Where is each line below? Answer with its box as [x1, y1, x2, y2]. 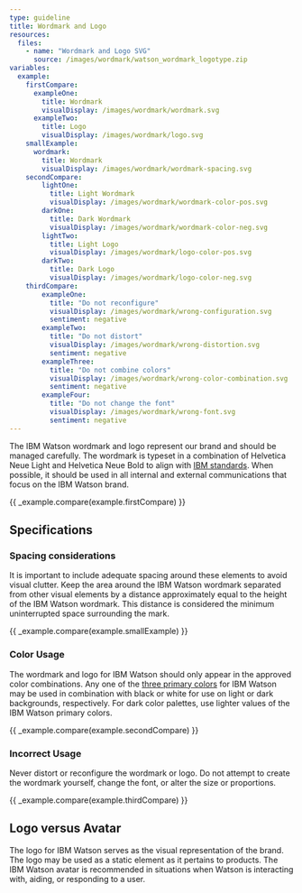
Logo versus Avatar [9, 821, 122, 836]
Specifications [9, 522, 93, 538]
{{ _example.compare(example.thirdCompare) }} [9, 795, 188, 806]
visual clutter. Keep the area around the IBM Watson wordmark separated [9, 579, 282, 591]
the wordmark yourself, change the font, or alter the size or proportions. [9, 777, 277, 787]
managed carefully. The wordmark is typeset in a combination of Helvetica [9, 450, 287, 461]
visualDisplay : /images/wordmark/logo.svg [41, 131, 204, 140]
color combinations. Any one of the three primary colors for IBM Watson [9, 678, 277, 689]
